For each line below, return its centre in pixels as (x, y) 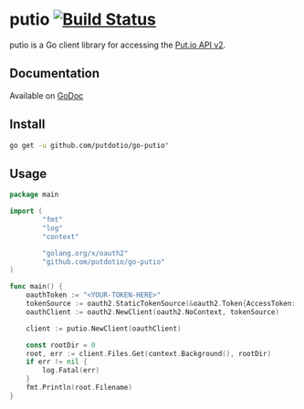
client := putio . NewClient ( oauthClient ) (104, 329)
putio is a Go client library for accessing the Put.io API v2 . (118, 45)
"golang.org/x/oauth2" (85, 253)
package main (34, 195)
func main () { (37, 287)
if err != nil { (57, 362)
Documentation (55, 73)
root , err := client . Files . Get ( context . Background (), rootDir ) (149, 353)
